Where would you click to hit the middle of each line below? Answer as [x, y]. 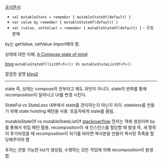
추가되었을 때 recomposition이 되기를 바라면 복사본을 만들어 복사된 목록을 [80, 133]
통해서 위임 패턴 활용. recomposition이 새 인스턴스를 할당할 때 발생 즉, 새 [79, 127]
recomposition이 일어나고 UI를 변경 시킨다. [46, 95]
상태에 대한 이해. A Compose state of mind [46, 54]
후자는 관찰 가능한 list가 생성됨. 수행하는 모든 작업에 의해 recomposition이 [75, 150]
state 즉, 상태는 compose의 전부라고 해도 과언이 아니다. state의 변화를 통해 [76, 89]
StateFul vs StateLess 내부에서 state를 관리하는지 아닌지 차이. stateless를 [75, 105]
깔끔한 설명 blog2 [22, 74]
